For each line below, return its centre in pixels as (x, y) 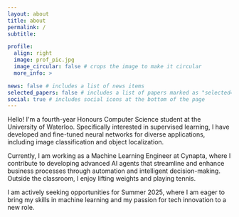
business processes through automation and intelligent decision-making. (114, 171)
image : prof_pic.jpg (44, 60)
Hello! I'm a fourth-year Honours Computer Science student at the (104, 120)
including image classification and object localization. (86, 142)
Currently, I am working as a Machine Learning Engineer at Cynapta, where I (119, 156)
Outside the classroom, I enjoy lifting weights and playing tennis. (102, 179)
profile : (20, 47)
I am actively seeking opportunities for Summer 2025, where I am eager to (116, 192)
